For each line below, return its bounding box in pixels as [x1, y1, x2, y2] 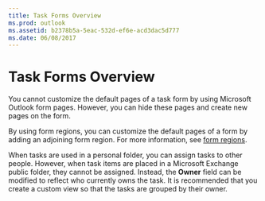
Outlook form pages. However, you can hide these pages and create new [8, 102, 248, 112]
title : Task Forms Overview [8, 11, 102, 20]
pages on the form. [8, 111, 72, 121]
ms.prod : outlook [8, 19, 66, 27]
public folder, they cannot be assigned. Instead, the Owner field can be [8, 168, 242, 177]
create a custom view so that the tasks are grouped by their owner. [8, 184, 228, 194]
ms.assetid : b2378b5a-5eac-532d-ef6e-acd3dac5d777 [8, 26, 180, 34]
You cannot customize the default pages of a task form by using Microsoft [8, 95, 252, 104]
